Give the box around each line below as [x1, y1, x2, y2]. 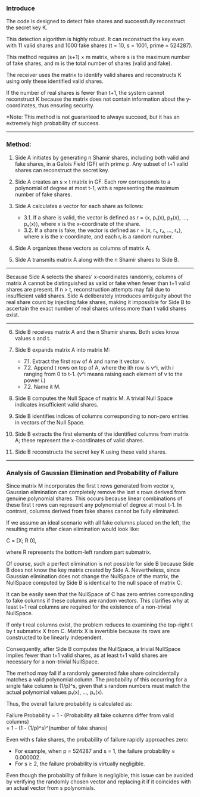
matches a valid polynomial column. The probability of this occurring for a [6, 675, 187, 683]
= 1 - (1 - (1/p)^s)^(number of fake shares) [6, 724, 108, 731]
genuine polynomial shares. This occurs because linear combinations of [6, 495, 183, 502]
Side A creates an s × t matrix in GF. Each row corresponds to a [14, 178, 171, 185]
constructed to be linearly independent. [6, 634, 103, 641]
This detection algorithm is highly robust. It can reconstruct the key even [6, 36, 185, 43]
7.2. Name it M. [23, 383, 61, 390]
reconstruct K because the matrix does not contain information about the [6, 95, 185, 103]
